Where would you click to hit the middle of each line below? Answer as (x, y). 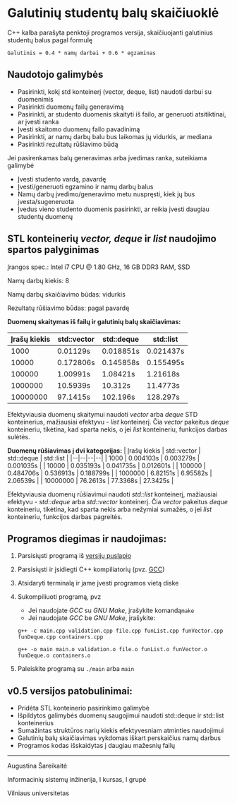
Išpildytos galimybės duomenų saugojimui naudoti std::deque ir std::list (121, 715)
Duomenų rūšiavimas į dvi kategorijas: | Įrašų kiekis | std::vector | (104, 451)
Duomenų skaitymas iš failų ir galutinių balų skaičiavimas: (94, 321)
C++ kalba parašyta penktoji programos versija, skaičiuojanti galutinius (110, 32)
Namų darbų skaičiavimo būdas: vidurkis (66, 294)
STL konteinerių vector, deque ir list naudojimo (112, 239)
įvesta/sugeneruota (46, 201)
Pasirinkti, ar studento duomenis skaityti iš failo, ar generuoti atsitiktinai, (122, 114)
